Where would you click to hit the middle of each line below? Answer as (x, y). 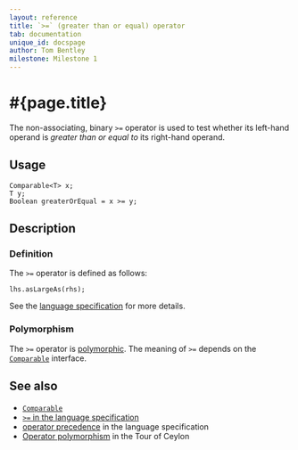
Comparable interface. (48, 358)
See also (33, 386)
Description (42, 229)
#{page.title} (58, 103)
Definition (31, 254)
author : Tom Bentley (48, 51)
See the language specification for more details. (97, 306)
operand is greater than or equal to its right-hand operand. (117, 137)
